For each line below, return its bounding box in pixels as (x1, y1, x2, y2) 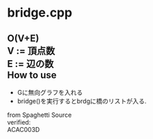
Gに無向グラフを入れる (17, 89, 83, 96)
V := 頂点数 (7, 45, 55, 57)
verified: (7, 118, 31, 126)
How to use (7, 69, 57, 81)
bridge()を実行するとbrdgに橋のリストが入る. (17, 97, 147, 105)
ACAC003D (7, 126, 40, 133)
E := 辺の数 (7, 57, 54, 70)
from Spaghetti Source (7, 111, 72, 119)
